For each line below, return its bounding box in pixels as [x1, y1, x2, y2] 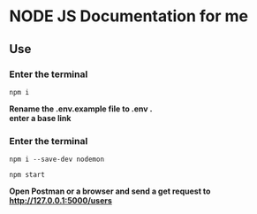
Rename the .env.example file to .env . [9, 103, 153, 114]
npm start [9, 171, 46, 180]
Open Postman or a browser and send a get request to [9, 186, 211, 196]
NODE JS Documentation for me [9, 6, 249, 27]
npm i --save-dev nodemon [9, 155, 104, 164]
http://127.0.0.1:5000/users [9, 195, 113, 206]
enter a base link [9, 112, 72, 123]
